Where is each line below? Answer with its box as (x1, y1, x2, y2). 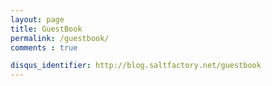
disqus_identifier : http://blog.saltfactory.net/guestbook (10, 61, 262, 71)
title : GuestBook (10, 24, 83, 34)
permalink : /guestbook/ (10, 33, 110, 43)
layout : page (10, 14, 65, 25)
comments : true (10, 42, 78, 53)
